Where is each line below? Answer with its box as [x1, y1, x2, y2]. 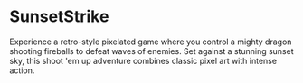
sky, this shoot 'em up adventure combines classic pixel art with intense [9, 55, 278, 66]
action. [9, 65, 35, 76]
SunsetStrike [9, 6, 109, 27]
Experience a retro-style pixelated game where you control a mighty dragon [9, 36, 292, 47]
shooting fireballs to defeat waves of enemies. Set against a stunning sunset [9, 45, 294, 56]
